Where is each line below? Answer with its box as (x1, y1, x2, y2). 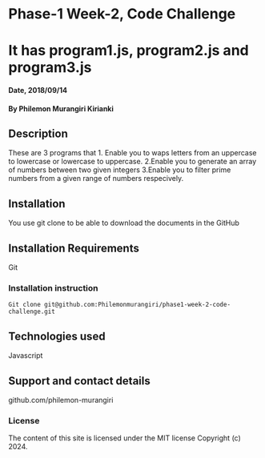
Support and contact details (8, 374, 151, 388)
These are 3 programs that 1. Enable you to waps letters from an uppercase (8, 148, 257, 158)
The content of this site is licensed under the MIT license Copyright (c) (8, 433, 242, 443)
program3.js (8, 58, 92, 77)
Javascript (8, 351, 43, 360)
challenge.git (8, 307, 56, 316)
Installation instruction (8, 282, 98, 293)
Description (8, 127, 68, 140)
